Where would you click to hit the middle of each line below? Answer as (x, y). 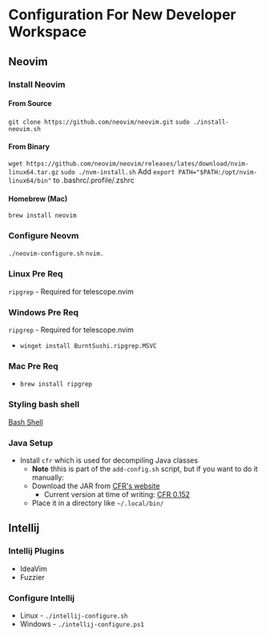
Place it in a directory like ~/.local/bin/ (98, 503)
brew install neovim (43, 216)
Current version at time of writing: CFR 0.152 (117, 494)
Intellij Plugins (36, 551)
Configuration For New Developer (122, 15)
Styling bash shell (44, 405)
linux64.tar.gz (34, 172)
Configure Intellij (41, 598)
